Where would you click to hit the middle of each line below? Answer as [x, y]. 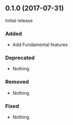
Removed [17, 82]
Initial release [19, 20]
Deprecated [20, 58]
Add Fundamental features [40, 45]
